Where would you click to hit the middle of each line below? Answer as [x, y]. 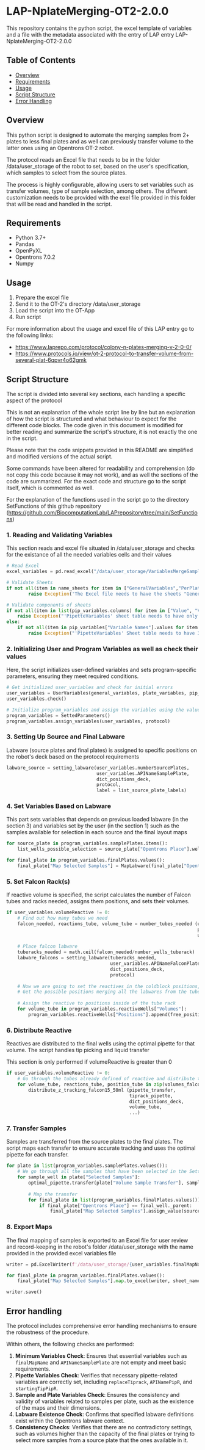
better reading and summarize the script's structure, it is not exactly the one [102, 432]
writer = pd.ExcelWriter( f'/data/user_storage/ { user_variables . [90, 1264]
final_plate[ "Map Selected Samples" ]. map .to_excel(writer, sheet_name [109, 1281]
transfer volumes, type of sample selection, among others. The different [97, 191]
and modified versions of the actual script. [59, 456]
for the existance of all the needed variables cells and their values [89, 555]
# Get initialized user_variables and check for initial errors [90, 688]
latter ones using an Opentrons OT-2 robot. [60, 148]
